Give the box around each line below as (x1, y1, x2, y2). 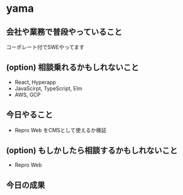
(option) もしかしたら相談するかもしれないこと (6, 145, 178, 155)
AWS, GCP (14, 91, 41, 98)
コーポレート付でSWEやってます (6, 44, 84, 50)
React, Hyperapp (14, 79, 56, 86)
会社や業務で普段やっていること (6, 27, 122, 37)
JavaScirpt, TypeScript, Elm (14, 84, 83, 92)
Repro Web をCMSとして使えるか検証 (14, 126, 107, 134)
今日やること (6, 110, 53, 120)
